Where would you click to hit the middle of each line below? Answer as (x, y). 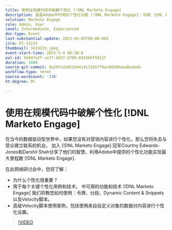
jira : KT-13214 (21, 44)
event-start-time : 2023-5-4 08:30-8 (44, 53)
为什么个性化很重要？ (35, 180)
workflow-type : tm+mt (28, 72)
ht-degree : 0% (20, 81)
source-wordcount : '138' (32, 77)
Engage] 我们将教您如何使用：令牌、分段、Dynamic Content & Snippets (88, 193)
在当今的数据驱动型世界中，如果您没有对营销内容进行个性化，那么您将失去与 (86, 139)
